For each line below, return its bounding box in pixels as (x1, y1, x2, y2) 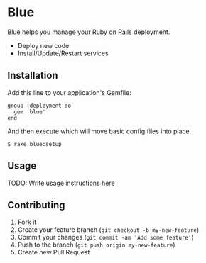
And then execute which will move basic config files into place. (7, 127, 192, 135)
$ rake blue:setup (7, 140, 62, 147)
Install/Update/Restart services (17, 49, 109, 57)
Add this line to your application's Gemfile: (7, 88, 131, 96)
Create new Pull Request (17, 248, 90, 257)
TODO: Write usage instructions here (7, 179, 115, 187)
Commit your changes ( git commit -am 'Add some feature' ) (17, 233, 194, 242)
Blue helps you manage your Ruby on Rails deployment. (7, 28, 170, 36)
